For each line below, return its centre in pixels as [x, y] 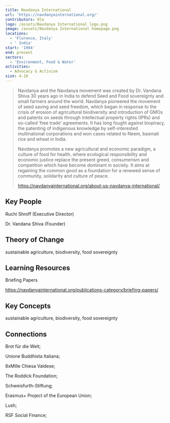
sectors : [14, 57]
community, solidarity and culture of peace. [63, 176]
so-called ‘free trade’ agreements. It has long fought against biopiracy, [91, 123]
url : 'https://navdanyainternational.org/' [52, 15]
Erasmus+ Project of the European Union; [49, 395]
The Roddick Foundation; [31, 376]
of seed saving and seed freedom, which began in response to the [87, 107]
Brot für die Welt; [23, 346]
